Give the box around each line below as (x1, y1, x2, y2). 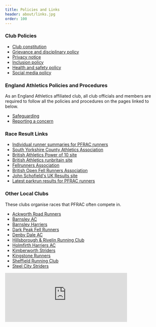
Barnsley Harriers (12, 221, 48, 227)
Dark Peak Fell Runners (12, 226, 59, 232)
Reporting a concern (12, 118, 54, 124)
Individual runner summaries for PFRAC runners (12, 142, 108, 148)
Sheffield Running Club (12, 258, 58, 264)
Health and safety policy (12, 64, 61, 70)
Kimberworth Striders (12, 247, 56, 253)
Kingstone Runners (12, 252, 51, 258)
